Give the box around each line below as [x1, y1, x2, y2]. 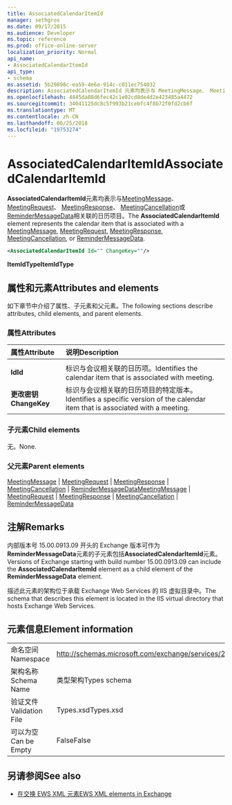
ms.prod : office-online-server [7, 42, 97, 49]
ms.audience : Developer [7, 29, 76, 37]
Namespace [10, 654, 50, 664]
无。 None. [7, 442, 37, 450]
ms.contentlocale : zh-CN [7, 113, 79, 120]
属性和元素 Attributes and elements [7, 282, 159, 294]
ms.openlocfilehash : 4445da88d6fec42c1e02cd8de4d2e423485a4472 [7, 94, 193, 101]
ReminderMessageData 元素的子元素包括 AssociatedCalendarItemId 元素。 [7, 549, 222, 558]
